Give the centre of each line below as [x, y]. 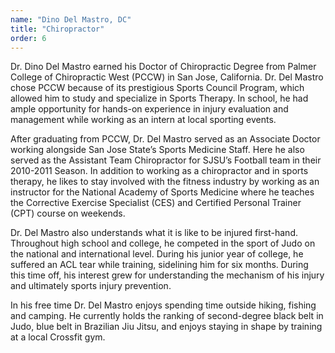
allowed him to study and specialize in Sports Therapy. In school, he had [159, 98]
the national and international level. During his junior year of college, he [157, 254]
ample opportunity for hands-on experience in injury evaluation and [149, 109]
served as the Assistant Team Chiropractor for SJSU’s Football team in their [166, 160]
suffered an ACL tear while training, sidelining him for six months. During [159, 265]
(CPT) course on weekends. [68, 213]
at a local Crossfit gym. [58, 337]
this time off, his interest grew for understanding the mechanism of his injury [167, 275]
